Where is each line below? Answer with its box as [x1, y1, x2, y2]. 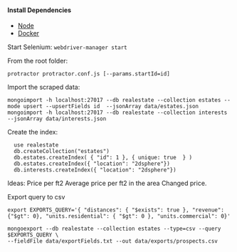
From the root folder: [7, 57, 68, 65]
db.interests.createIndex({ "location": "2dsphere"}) [14, 167, 177, 174]
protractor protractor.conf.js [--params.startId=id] [7, 70, 171, 78]
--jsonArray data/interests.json [7, 115, 107, 122]
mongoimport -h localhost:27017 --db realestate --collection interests [7, 109, 228, 117]
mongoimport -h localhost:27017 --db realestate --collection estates [7, 97, 221, 104]
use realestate [14, 142, 59, 149]
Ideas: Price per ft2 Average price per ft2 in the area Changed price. [7, 179, 207, 188]
